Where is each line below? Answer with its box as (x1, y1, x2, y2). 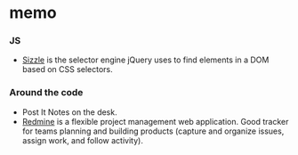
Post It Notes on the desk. (21, 106, 117, 118)
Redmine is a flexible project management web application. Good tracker (21, 116, 289, 126)
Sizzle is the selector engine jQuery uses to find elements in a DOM (21, 54, 270, 65)
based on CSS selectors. (21, 64, 113, 75)
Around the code (9, 86, 84, 99)
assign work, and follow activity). (21, 135, 144, 145)
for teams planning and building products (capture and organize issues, (21, 126, 285, 136)
